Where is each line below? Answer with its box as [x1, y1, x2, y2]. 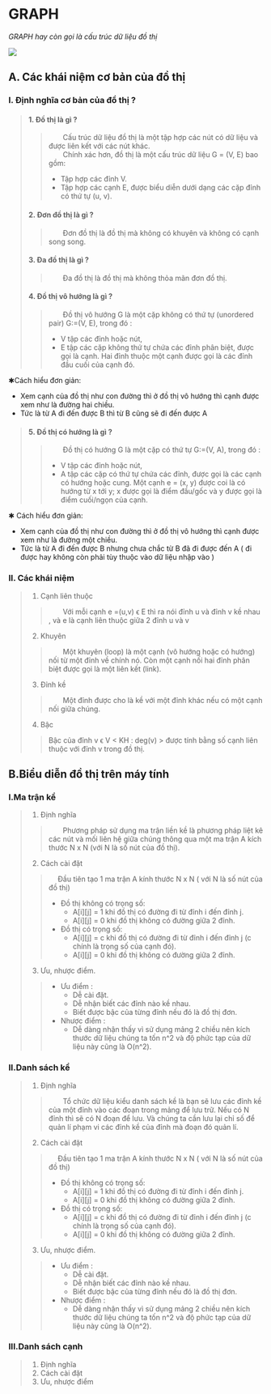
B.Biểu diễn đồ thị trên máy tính [8, 767, 170, 781]
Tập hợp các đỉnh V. [60, 174, 128, 184]
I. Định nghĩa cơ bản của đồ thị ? [8, 95, 136, 106]
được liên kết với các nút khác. [48, 141, 150, 151]
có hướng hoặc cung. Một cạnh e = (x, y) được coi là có [60, 478, 246, 488]
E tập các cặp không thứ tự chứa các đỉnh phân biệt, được [60, 343, 255, 352]
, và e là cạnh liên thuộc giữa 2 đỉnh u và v [48, 615, 190, 625]
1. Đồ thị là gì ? [28, 114, 78, 124]
